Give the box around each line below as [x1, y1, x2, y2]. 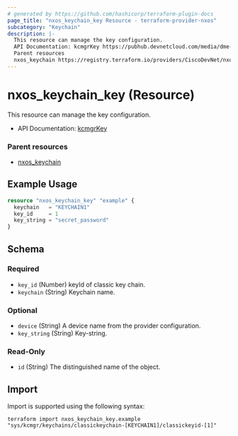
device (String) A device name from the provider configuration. [17, 321, 201, 330]
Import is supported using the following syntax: [7, 402, 145, 411]
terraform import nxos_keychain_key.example [7, 415, 141, 423]
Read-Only [7, 347, 46, 357]
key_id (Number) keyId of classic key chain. [17, 280, 146, 289]
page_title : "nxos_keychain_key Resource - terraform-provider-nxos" [7, 17, 217, 24]
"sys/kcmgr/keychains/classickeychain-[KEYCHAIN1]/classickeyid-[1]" [7, 422, 217, 429]
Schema [7, 243, 45, 255]
